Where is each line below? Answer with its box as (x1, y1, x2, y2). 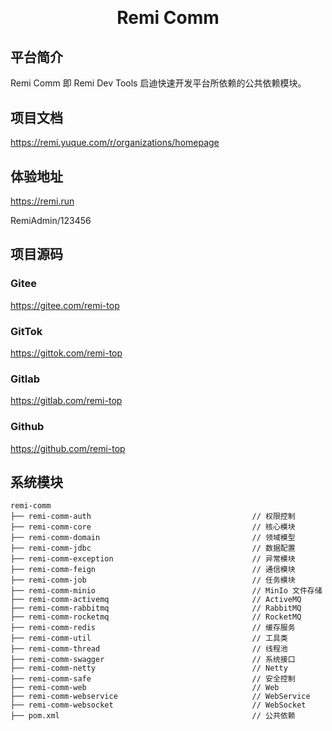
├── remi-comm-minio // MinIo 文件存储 (10, 586, 323, 596)
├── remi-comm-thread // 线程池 (10, 644, 288, 654)
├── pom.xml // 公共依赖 (10, 711, 296, 721)
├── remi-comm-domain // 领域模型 (10, 533, 296, 543)
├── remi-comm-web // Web (10, 683, 280, 693)
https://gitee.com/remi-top (10, 299, 120, 311)
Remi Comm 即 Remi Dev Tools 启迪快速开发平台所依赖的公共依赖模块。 (10, 77, 307, 89)
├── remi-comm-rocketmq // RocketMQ (10, 612, 302, 622)
